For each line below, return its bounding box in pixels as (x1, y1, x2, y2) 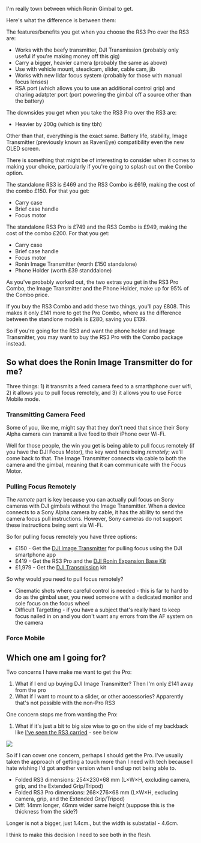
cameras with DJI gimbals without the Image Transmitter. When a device (6, 502, 185, 509)
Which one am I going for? (6, 652, 106, 662)
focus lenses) (14, 78, 49, 85)
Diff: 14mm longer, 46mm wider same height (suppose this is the (14, 802, 175, 809)
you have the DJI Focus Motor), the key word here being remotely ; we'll (6, 448, 183, 455)
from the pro (14, 686, 46, 694)
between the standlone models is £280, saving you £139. (6, 316, 147, 323)
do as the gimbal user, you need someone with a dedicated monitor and (14, 593, 193, 601)
